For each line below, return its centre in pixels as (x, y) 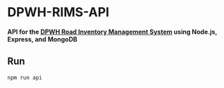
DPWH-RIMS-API (58, 12)
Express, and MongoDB (42, 39)
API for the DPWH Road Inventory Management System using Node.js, (112, 32)
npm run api (25, 77)
